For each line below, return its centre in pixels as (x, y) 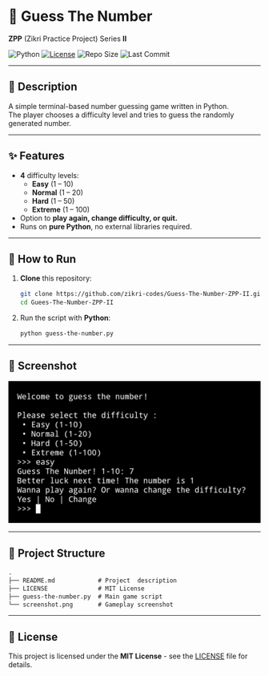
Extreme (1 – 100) (61, 209)
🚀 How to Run (42, 259)
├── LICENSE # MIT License (77, 589)
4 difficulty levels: (49, 175)
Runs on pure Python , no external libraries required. (106, 226)
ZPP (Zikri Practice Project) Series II (68, 38)
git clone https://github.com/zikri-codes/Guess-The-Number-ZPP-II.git (142, 294)
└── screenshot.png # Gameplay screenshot (91, 605)
